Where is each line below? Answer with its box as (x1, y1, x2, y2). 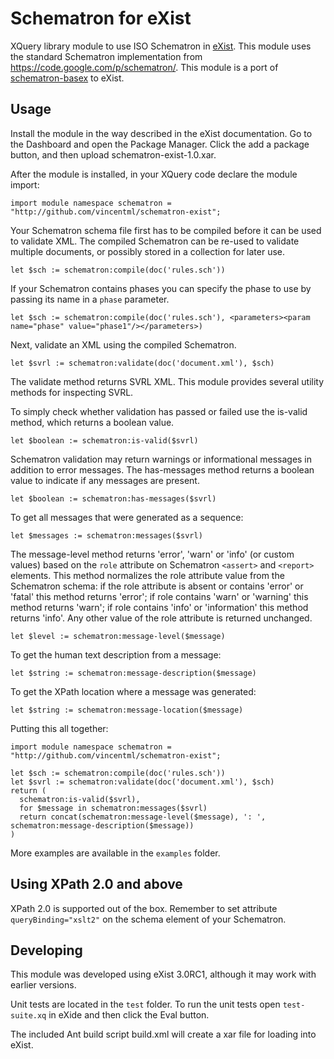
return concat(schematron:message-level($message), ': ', (19, 812, 267, 822)
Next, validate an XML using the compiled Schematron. (10, 338, 237, 351)
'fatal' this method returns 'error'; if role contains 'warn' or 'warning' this (10, 590, 309, 602)
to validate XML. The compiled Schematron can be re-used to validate (10, 235, 300, 247)
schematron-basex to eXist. (10, 72, 125, 84)
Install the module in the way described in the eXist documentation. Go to (10, 127, 313, 139)
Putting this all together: (10, 722, 109, 734)
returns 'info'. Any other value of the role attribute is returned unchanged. (10, 612, 313, 624)
